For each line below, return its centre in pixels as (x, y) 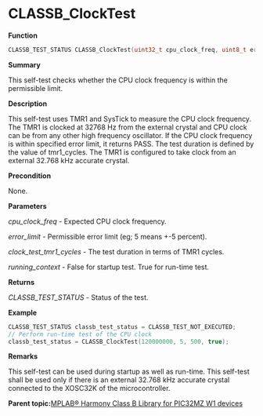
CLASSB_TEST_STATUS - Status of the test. (78, 297)
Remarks (23, 356)
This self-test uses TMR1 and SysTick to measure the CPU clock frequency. (130, 119)
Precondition (30, 175)
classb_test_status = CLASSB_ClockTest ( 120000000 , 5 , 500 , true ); (119, 341)
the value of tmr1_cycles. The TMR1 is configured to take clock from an (122, 152)
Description (28, 104)
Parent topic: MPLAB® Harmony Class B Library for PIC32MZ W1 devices (126, 403)
